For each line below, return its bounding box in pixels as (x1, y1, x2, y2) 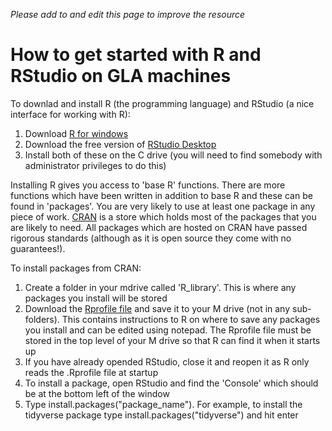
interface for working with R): (10, 108, 131, 120)
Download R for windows (24, 127, 129, 139)
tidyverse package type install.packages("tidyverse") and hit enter (24, 409, 299, 421)
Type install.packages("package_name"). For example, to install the (24, 398, 303, 410)
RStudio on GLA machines (10, 65, 232, 88)
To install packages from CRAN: (10, 262, 142, 274)
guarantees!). (10, 242, 66, 254)
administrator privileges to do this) (24, 159, 167, 171)
